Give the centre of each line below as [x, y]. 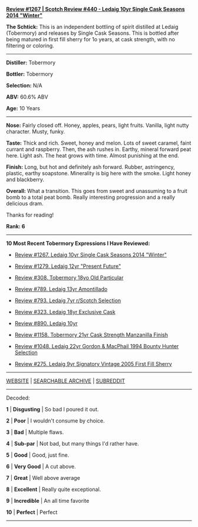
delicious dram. [25, 203]
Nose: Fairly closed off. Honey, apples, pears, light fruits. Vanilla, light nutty [98, 125]
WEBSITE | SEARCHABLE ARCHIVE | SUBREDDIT [66, 381]
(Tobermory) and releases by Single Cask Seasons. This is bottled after [93, 33]
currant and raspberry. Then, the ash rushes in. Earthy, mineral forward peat [99, 149]
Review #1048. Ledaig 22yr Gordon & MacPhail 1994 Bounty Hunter [97, 346]
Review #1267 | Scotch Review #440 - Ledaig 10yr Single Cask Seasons [95, 9]
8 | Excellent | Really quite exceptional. [54, 489]
